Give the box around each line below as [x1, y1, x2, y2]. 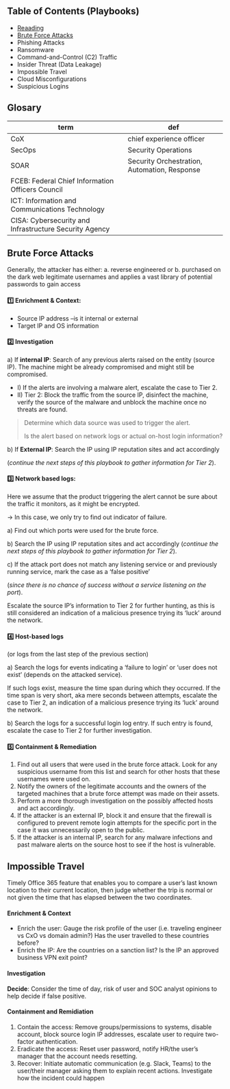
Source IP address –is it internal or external [16, 314, 138, 322]
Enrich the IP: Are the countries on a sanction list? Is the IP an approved [16, 946, 219, 954]
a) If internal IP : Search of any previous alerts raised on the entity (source [7, 355, 216, 363]
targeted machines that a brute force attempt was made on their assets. [16, 790, 220, 798]
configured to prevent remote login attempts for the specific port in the [16, 818, 217, 827]
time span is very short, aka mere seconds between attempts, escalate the [7, 691, 218, 700]
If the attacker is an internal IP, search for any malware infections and [16, 834, 213, 842]
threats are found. [16, 405, 68, 413]
